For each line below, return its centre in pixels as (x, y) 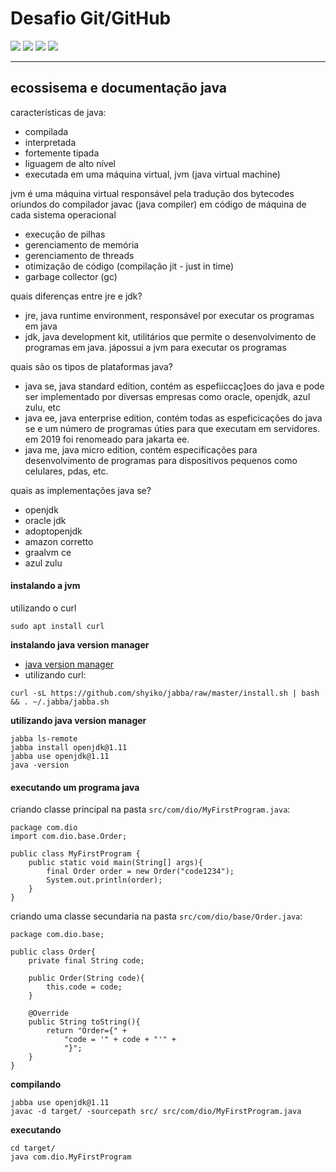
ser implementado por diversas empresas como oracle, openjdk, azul (167, 396)
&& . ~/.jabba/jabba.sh (60, 702)
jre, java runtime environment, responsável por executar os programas (169, 315)
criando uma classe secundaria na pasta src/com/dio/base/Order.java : (156, 916)
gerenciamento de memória (82, 244)
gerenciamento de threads (79, 255)
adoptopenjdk (53, 531)
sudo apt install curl (57, 626)
